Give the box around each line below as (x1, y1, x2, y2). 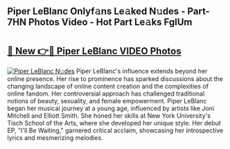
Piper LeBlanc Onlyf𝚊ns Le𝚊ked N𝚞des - (7, 6, 186, 17)
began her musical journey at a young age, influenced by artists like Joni (7, 104, 215, 112)
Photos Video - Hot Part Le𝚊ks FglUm (28, 17, 193, 28)
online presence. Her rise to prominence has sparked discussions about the (7, 75, 224, 82)
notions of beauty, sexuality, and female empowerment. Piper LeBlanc (7, 97, 207, 105)
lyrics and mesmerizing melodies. (7, 134, 103, 141)
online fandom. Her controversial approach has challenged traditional (7, 89, 205, 98)
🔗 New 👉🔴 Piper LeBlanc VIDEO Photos (7, 45, 182, 57)
